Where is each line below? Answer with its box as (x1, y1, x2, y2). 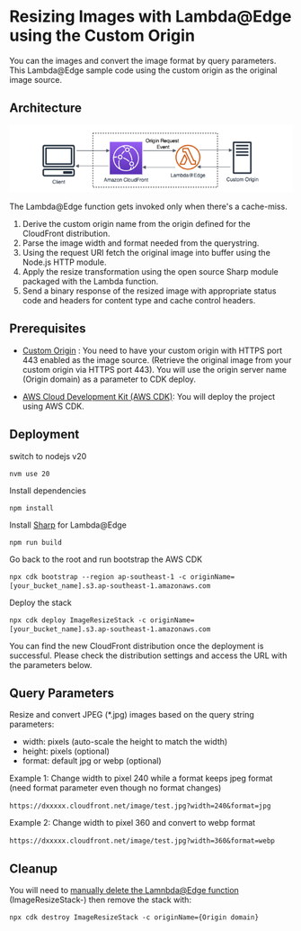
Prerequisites (9, 321, 86, 337)
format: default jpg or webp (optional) (22, 755, 162, 766)
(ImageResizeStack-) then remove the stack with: (9, 894, 191, 906)
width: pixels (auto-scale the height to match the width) (22, 737, 228, 747)
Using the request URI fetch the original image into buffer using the (22, 247, 271, 258)
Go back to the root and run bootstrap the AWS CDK (9, 554, 203, 565)
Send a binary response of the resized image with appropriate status (22, 285, 277, 296)
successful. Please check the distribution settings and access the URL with (9, 650, 288, 661)
